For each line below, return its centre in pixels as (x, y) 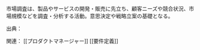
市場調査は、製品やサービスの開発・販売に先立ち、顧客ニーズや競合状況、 (98, 9)
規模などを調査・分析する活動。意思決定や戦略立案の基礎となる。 (92, 16)
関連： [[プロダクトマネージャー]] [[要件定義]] (62, 41)
